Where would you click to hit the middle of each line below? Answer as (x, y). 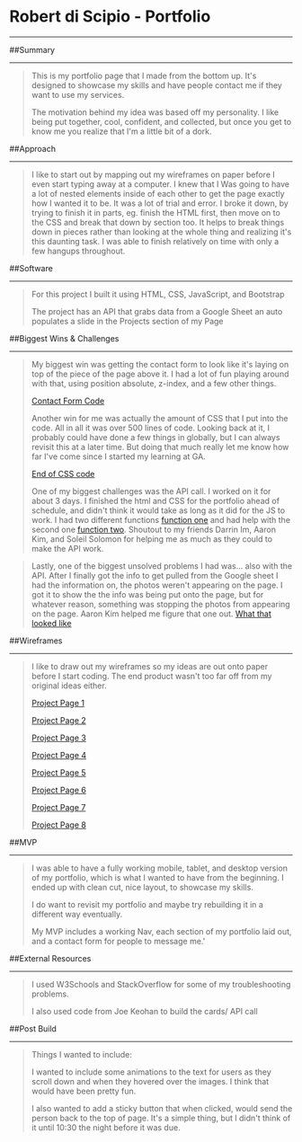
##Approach (33, 148)
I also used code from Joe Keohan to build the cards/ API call (144, 1011)
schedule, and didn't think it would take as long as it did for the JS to (158, 510)
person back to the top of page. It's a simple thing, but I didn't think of (161, 1118)
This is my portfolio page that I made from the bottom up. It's (144, 75)
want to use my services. (78, 94)
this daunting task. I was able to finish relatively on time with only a (155, 241)
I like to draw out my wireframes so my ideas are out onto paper (150, 666)
